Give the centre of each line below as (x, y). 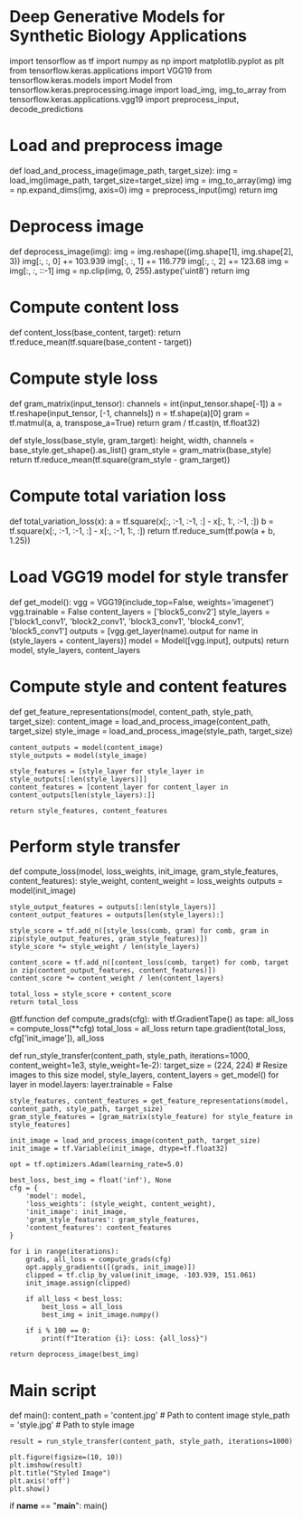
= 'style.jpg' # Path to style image (72, 1425)
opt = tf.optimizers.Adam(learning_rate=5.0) (96, 1164)
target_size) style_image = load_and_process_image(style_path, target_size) (151, 731)
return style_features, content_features (89, 811)
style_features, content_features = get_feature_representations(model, (149, 1101)
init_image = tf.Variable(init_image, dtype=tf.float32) (119, 1149)
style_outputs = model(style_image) (78, 755)
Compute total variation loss (118, 496)
